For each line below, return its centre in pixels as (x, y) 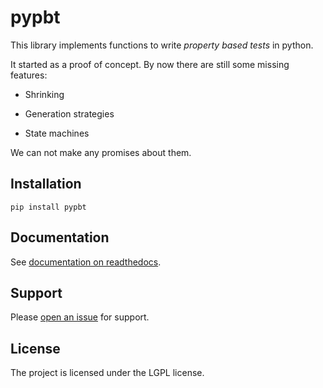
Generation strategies (69, 113)
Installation (46, 184)
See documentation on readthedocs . (86, 262)
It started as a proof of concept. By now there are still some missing (150, 64)
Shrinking (44, 94)
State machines (57, 133)
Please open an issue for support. (80, 317)
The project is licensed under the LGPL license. (107, 373)
